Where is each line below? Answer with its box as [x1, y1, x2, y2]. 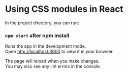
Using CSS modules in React [5, 3, 124, 15]
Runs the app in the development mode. [5, 43, 86, 49]
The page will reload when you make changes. [5, 58, 100, 64]
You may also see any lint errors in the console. [5, 63, 101, 70]
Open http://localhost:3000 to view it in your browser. [5, 48, 114, 55]
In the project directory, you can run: [5, 20, 79, 26]
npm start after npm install [5, 32, 70, 39]
